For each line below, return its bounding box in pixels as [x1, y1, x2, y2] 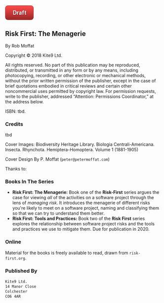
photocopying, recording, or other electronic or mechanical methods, [5, 72, 146, 78]
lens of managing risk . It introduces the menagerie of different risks [12, 200, 150, 206]
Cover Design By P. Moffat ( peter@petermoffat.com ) [5, 156, 110, 162]
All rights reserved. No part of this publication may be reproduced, [5, 62, 140, 68]
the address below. [5, 98, 44, 104]
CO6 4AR [5, 294, 21, 299]
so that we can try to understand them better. [12, 211, 105, 216]
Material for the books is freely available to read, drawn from [5, 250, 128, 256]
